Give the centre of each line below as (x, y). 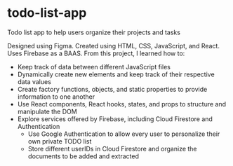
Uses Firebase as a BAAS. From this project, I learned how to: (96, 53)
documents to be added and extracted (83, 156)
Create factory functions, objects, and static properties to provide (112, 89)
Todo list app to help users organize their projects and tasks (94, 32)
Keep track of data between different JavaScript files (94, 67)
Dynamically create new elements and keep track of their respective (116, 74)
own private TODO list (60, 141)
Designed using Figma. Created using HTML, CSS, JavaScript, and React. (113, 46)
